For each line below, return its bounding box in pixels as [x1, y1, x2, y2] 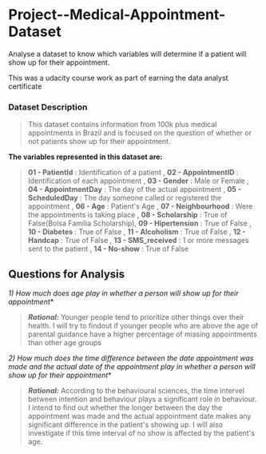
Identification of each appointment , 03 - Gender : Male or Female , [27, 176, 249, 185]
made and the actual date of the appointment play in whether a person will [8, 362, 256, 372]
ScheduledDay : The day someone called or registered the [27, 193, 222, 203]
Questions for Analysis [8, 267, 125, 281]
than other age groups [27, 338, 102, 348]
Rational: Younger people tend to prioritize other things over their [27, 313, 244, 322]
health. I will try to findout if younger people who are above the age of [27, 321, 258, 331]
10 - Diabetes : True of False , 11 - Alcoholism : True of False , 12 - [27, 227, 246, 237]
